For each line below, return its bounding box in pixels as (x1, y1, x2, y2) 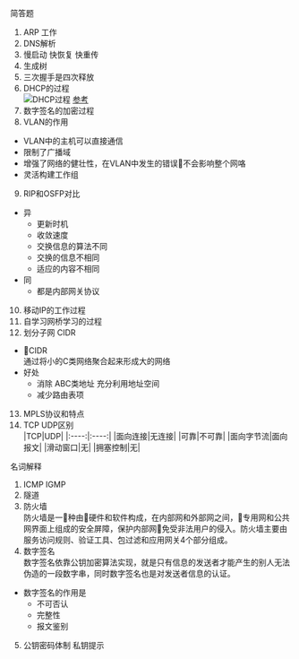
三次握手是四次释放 (22, 72, 95, 82)
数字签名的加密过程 (22, 106, 95, 116)
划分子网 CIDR (22, 327, 76, 338)
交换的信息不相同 (36, 252, 100, 263)
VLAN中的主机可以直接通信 (22, 135, 124, 146)
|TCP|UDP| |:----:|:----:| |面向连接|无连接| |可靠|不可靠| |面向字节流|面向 (22, 431, 288, 441)
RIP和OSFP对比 (22, 188, 81, 199)
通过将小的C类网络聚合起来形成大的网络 (22, 356, 171, 366)
